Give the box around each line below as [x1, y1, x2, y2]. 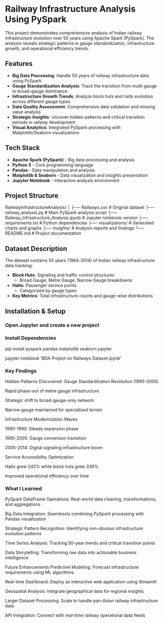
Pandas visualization [5, 516, 46, 522]
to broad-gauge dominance [12, 88, 68, 94]
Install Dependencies [5, 335, 57, 342]
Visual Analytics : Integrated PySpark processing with [12, 124, 121, 130]
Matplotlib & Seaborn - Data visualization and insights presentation [12, 172, 148, 178]
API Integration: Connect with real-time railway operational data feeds [5, 612, 145, 618]
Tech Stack [5, 144, 40, 152]
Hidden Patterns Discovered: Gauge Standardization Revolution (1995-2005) [5, 379, 159, 384]
